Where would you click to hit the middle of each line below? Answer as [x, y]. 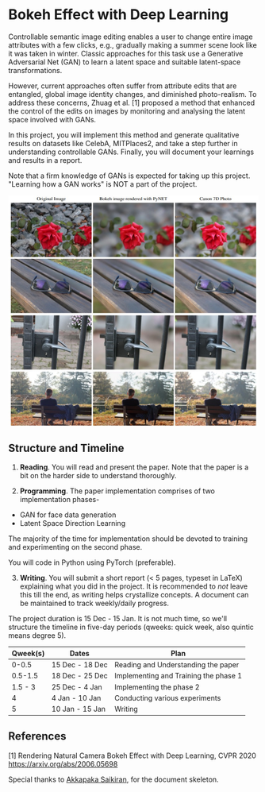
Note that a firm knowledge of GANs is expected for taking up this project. [129, 176]
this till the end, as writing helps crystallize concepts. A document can [134, 595]
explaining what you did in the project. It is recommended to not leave [134, 586]
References [37, 736]
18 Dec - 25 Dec [80, 676]
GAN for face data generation [68, 515]
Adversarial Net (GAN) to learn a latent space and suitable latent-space [125, 62]
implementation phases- [60, 500]
